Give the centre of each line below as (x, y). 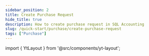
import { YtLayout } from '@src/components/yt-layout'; (63, 48)
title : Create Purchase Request (39, 15)
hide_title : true (24, 19)
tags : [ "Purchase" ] (26, 34)
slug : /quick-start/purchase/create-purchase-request (64, 29)
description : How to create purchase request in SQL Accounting (75, 24)
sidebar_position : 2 (27, 10)
